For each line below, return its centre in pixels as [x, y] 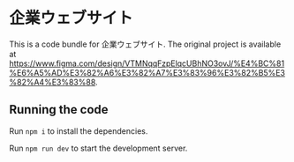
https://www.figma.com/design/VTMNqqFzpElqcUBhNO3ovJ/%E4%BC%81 [147, 63]
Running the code [59, 110]
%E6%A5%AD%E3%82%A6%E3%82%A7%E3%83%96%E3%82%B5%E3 [147, 72]
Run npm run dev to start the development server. [98, 148]
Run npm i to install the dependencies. [79, 131]
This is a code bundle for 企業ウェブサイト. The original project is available [145, 44]
